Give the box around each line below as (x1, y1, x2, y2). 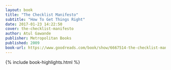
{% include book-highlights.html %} (5, 59, 80, 65)
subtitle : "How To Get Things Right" (5, 17, 85, 22)
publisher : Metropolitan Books (5, 36, 72, 41)
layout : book (5, 7, 33, 13)
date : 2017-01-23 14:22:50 (5, 21, 63, 27)
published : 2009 (5, 41, 40, 46)
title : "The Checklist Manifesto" (5, 12, 79, 17)
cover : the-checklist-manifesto (5, 26, 74, 31)
